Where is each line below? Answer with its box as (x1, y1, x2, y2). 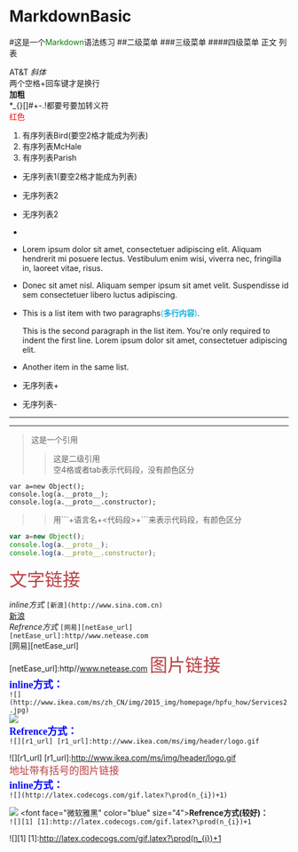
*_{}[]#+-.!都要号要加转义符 (9, 100, 109, 110)
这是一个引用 (30, 434, 78, 445)
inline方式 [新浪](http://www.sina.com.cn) (9, 599, 163, 609)
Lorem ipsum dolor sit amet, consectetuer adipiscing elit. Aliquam (21, 243, 262, 254)
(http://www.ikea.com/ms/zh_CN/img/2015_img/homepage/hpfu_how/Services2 (9, 697, 288, 707)
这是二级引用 (52, 453, 100, 464)
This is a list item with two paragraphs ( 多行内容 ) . (21, 307, 200, 318)
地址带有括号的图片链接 (9, 764, 120, 776)
